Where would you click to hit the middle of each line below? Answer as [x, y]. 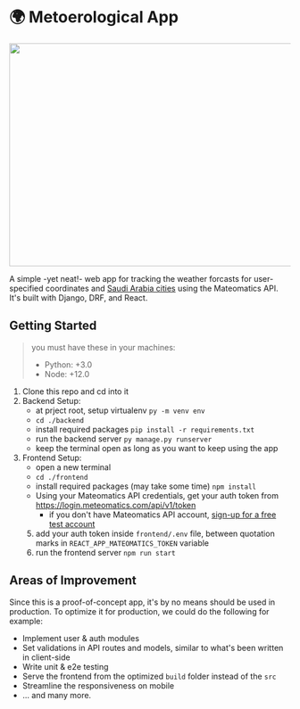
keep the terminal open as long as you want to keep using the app [157, 448]
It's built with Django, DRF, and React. [79, 297]
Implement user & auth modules [81, 638]
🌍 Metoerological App [94, 17]
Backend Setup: [51, 400]
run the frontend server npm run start [105, 552]
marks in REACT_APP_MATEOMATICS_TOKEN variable [122, 543]
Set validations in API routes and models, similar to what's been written [153, 647]
